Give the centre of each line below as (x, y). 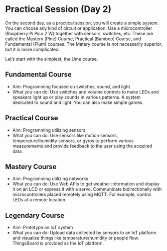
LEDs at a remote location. (39, 200)
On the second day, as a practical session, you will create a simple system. (82, 23)
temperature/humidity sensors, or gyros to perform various (73, 141)
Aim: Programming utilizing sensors (49, 130)
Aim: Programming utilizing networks (50, 179)
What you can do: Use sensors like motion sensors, (65, 135)
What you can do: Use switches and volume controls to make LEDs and (85, 92)
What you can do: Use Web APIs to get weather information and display (86, 184)
